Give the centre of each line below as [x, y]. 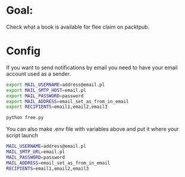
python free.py [25, 118]
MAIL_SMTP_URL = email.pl [36, 152]
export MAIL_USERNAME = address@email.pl [56, 85]
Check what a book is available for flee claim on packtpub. [78, 27]
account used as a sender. [39, 74]
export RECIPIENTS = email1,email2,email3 [57, 107]
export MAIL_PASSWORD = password [45, 96]
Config [23, 51]
